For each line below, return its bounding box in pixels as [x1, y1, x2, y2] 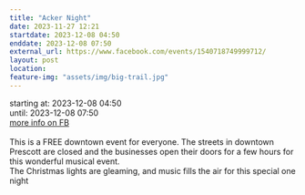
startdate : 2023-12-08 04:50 [9, 30, 120, 39]
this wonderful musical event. [9, 156, 120, 167]
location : [9, 65, 47, 74]
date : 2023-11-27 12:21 [9, 22, 100, 31]
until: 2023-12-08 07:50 [9, 107, 99, 118]
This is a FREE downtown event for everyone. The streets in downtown [9, 136, 275, 147]
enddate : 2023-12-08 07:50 [9, 38, 112, 48]
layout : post [9, 56, 59, 65]
